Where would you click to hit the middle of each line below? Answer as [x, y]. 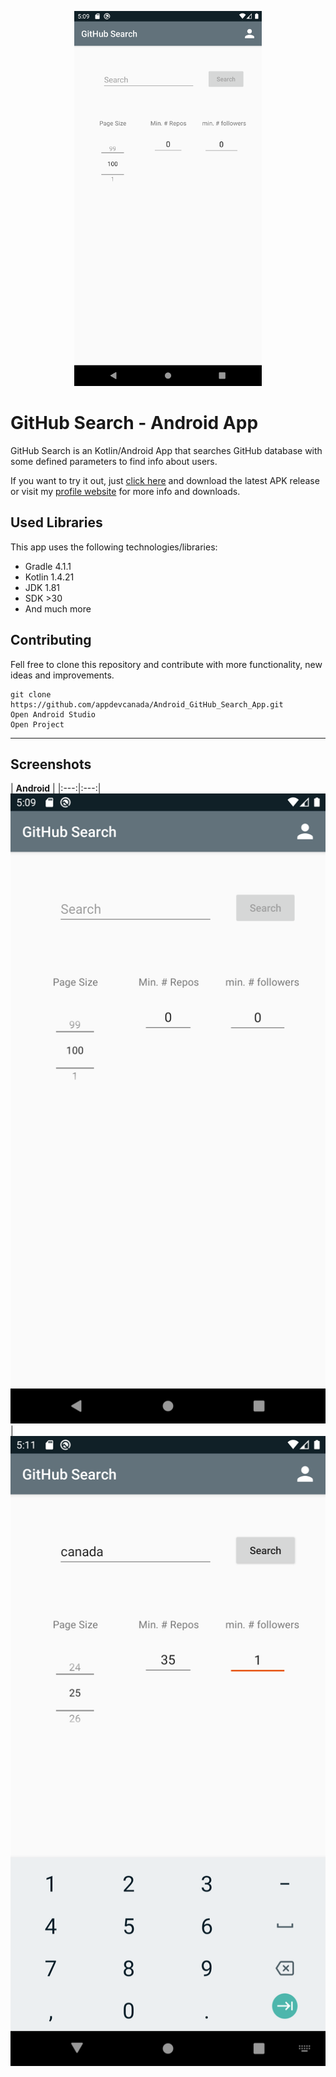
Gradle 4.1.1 [48, 566]
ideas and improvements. [62, 675]
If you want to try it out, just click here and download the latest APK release [165, 480]
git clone [31, 694]
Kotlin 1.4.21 [49, 577]
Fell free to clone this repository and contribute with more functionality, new [166, 664]
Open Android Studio [53, 714]
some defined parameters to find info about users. [114, 461]
